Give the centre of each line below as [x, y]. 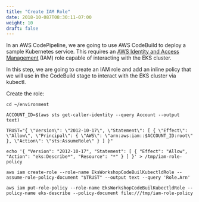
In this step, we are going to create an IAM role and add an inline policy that [99, 70]
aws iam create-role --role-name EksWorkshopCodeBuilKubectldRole [90, 173]
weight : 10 [20, 23]
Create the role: [25, 94]
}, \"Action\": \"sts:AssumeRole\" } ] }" [60, 141]
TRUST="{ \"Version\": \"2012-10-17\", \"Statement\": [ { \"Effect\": [97, 131]
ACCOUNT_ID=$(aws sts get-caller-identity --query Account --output [93, 115]
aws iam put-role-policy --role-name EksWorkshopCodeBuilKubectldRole [96, 188]
